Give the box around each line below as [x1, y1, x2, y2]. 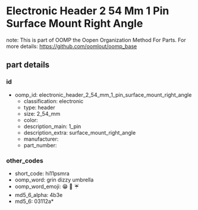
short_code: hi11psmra [14, 170, 70, 177]
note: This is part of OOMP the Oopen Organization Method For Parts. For [6, 36, 186, 43]
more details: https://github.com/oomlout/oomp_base [6, 43, 137, 50]
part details [6, 60, 50, 70]
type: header [23, 104, 55, 111]
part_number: [23, 141, 57, 149]
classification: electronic [23, 97, 84, 104]
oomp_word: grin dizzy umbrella [14, 176, 94, 183]
